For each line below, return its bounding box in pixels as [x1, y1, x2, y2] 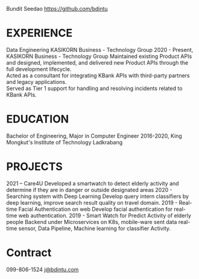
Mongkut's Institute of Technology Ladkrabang [6, 138, 123, 146]
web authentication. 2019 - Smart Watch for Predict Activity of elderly [18, 211, 192, 219]
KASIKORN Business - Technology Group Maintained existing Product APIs [6, 53, 192, 60]
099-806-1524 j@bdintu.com [6, 266, 79, 273]
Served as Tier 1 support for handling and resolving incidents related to [6, 85, 183, 92]
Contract [6, 246, 52, 259]
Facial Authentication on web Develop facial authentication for [18, 205, 173, 213]
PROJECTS [6, 160, 63, 174]
